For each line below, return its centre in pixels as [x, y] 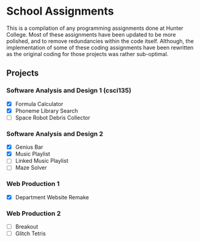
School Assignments [60, 11]
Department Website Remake [52, 197]
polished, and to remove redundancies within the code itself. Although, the [100, 41]
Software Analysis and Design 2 [55, 133]
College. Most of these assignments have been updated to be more [91, 34]
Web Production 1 [33, 184]
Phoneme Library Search [46, 110]
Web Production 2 [34, 213]
